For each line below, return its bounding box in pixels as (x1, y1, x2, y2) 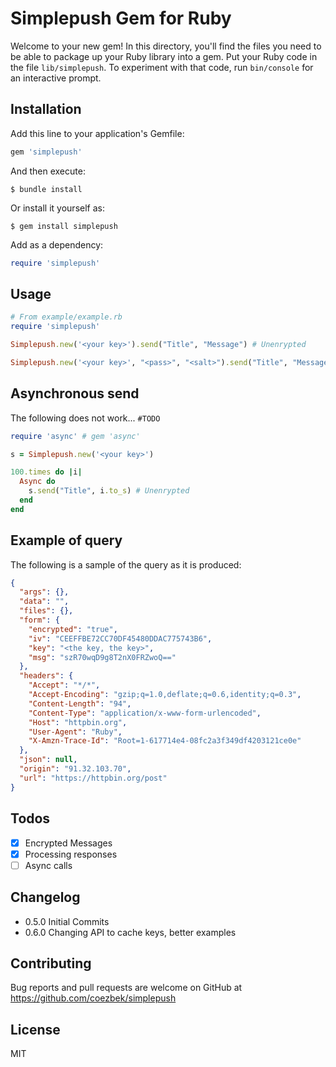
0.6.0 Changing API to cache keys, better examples (24, 926, 237, 938)
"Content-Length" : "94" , (28, 698, 132, 709)
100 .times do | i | (10, 467, 83, 477)
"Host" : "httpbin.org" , (28, 717, 128, 727)
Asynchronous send (10, 385, 140, 402)
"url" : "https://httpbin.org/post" (19, 773, 168, 783)
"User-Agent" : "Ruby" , (28, 727, 123, 737)
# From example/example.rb (10, 312, 123, 322)
